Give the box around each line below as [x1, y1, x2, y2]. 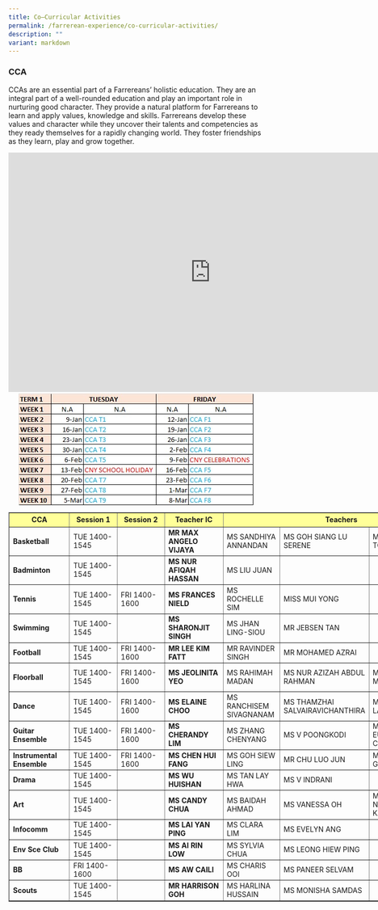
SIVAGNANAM [226, 710, 275, 719]
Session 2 [124, 514, 158, 525]
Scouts [13, 885, 38, 895]
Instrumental [13, 750, 57, 760]
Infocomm [13, 824, 48, 834]
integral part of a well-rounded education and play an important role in [8, 93, 242, 103]
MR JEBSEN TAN [283, 623, 340, 633]
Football [13, 647, 41, 658]
